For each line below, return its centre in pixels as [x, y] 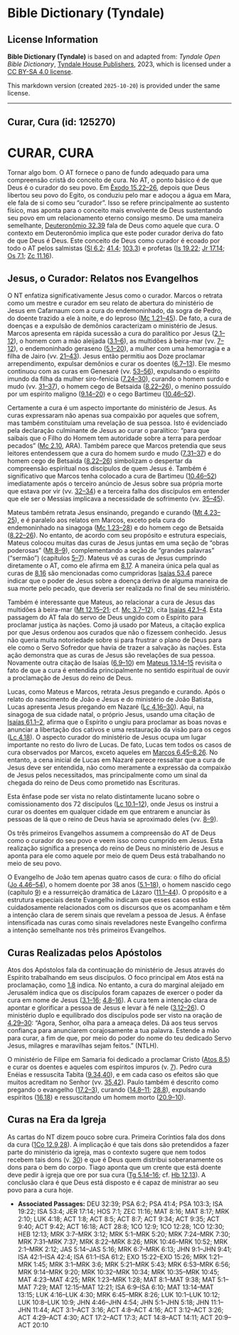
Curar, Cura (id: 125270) [62, 122]
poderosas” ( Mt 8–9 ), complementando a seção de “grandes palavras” [111, 551]
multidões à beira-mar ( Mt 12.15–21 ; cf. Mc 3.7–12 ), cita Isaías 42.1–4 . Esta [115, 610]
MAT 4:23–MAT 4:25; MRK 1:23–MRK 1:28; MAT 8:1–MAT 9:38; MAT [117, 1279]
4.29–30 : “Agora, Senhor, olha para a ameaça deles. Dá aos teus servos [113, 1023]
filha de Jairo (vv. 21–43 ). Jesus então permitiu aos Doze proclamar [106, 356]
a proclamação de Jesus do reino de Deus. [70, 678]
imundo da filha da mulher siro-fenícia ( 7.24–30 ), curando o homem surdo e [118, 379]
